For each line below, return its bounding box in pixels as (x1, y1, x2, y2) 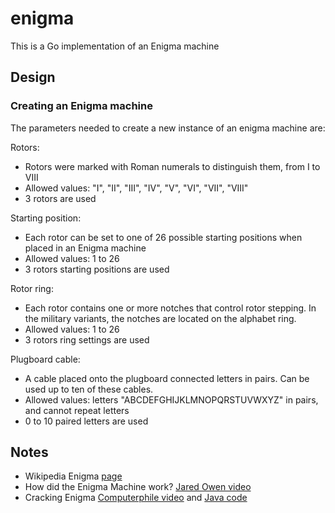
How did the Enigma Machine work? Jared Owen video (24, 481, 252, 493)
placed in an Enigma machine (24, 242, 147, 254)
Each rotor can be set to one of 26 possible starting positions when (24, 231, 303, 243)
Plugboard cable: (10, 353, 81, 365)
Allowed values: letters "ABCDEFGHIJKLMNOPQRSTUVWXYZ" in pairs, (24, 393, 319, 406)
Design (10, 69, 56, 86)
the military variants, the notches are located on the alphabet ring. (24, 312, 297, 324)
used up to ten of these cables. (24, 383, 154, 395)
